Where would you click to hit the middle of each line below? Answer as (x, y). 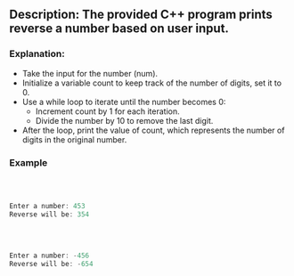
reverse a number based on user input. (119, 29)
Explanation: (37, 54)
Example (29, 162)
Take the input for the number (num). (90, 73)
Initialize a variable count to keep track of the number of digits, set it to (152, 83)
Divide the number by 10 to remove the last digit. (124, 120)
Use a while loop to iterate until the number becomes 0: (124, 101)
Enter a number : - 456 (49, 256)
